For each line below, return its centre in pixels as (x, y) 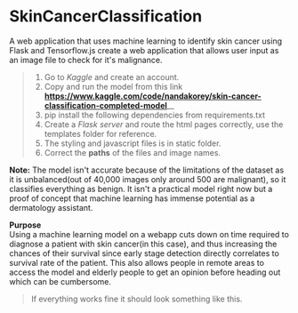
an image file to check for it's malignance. (86, 60)
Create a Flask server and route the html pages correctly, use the (164, 124)
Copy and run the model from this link (113, 86)
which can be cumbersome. (60, 281)
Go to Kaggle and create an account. (112, 76)
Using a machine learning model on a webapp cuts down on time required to (149, 234)
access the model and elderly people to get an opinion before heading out (145, 272)
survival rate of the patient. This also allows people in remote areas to (137, 262)
